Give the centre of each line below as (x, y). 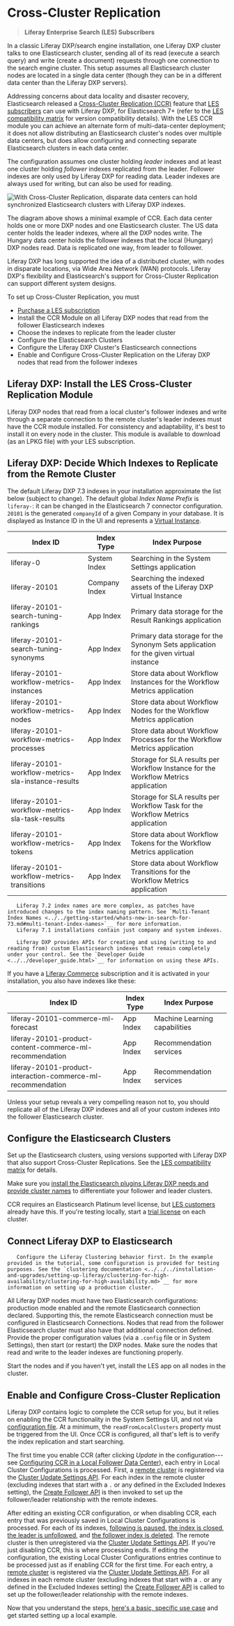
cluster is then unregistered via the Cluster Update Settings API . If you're (111, 1542)
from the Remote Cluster (62, 474)
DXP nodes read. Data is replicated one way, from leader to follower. (105, 247)
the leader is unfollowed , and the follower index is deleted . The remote (108, 1535)
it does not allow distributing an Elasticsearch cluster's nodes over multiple (115, 133)
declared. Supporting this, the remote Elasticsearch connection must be (110, 1315)
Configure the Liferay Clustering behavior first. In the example (115, 1257)
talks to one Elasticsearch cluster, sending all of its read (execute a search (114, 53)
